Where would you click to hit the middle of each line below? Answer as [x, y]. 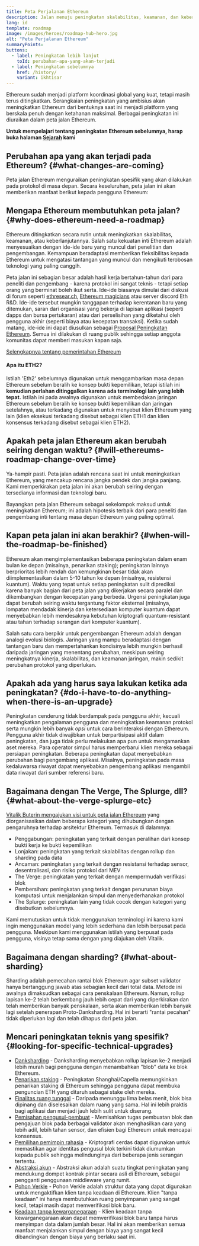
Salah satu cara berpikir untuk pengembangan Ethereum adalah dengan [94, 633]
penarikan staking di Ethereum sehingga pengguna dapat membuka [97, 1086]
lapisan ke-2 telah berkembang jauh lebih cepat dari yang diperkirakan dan [98, 1000]
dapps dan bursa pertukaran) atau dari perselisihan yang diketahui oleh [93, 315]
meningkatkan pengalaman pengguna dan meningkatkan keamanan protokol [99, 722]
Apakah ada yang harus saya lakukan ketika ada [97, 683]
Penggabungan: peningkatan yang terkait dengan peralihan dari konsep [102, 839]
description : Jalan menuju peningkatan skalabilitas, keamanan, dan [92, 17]
